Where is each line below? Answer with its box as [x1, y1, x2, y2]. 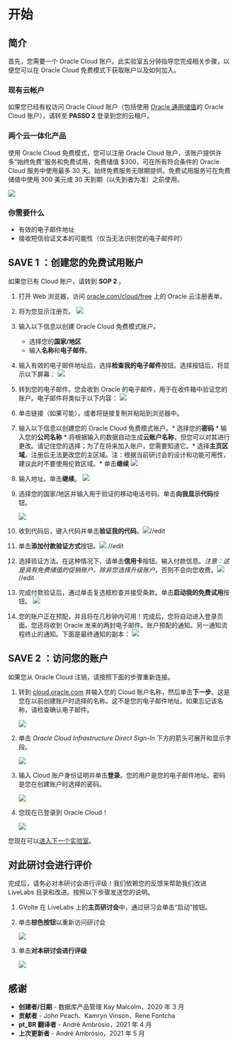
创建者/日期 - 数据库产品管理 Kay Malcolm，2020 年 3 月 [18, 1003, 185, 1011]
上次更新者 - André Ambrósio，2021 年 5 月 [18, 1029, 145, 1038]
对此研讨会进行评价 [8, 858, 92, 871]
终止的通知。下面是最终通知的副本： [24, 630, 130, 638]
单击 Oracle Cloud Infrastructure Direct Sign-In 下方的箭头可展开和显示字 [18, 734, 232, 742]
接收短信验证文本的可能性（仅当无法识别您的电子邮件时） [18, 234, 186, 242]
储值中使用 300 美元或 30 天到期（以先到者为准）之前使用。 [8, 175, 183, 183]
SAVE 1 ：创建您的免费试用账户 [8, 256, 144, 269]
